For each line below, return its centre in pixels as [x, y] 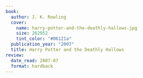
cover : [19, 22]
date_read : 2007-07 [35, 60]
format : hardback [32, 66]
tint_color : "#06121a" [44, 39]
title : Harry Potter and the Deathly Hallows [68, 50]
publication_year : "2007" [43, 45]
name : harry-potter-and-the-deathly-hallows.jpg [77, 28]
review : [15, 55]
